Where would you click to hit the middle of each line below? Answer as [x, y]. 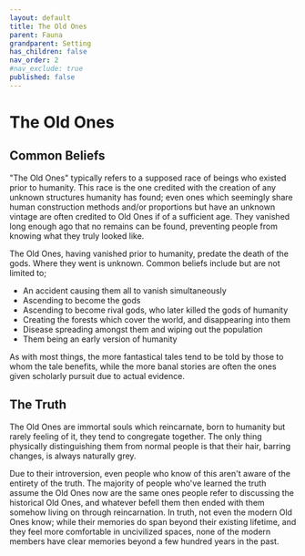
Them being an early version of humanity [100, 339]
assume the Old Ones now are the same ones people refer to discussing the [152, 492]
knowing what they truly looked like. [77, 236]
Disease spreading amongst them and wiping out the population [142, 329]
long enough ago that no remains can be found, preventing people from [143, 226]
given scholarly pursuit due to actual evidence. [97, 376]
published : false [42, 77]
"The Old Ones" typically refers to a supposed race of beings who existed [148, 178]
